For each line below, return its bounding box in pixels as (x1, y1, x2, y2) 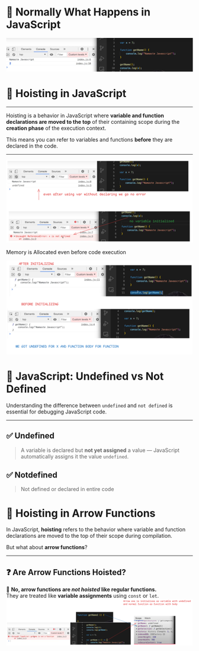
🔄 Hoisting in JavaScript (6, 87, 127, 100)
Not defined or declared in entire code (20, 486, 114, 493)
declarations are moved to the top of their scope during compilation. (6, 533, 173, 540)
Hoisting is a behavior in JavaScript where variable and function (6, 112, 164, 119)
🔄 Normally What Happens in (6, 5, 151, 19)
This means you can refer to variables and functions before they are (6, 136, 173, 143)
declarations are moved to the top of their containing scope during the (6, 118, 180, 125)
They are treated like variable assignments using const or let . (6, 592, 159, 599)
